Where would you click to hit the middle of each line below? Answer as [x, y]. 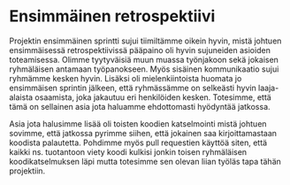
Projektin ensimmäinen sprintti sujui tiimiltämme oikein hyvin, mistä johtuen [145, 41]
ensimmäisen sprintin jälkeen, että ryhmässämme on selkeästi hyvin [133, 88]
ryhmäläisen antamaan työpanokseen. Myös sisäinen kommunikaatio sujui [144, 69]
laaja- [268, 88]
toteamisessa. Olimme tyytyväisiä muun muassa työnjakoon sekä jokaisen [144, 59]
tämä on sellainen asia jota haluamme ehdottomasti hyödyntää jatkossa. [140, 106]
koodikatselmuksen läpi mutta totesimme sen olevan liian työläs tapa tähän [145, 161]
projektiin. [27, 171]
